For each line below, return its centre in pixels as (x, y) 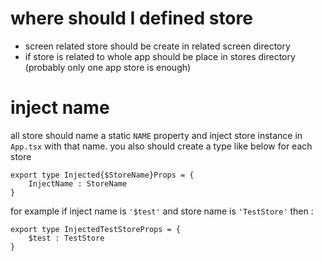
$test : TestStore (66, 238)
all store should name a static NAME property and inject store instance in (156, 135)
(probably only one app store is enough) (108, 67)
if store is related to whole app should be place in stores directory (160, 56)
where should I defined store (131, 18)
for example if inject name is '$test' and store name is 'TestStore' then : (162, 211)
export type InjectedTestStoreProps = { (96, 229)
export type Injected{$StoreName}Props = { (102, 175)
